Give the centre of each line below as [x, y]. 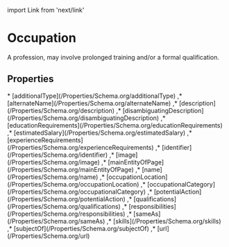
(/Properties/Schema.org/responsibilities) [66, 214]
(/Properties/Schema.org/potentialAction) [67, 199]
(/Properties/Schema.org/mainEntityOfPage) [70, 169]
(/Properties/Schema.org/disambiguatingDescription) [83, 118]
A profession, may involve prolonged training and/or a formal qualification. [113, 57]
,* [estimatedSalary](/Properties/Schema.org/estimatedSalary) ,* [100, 133]
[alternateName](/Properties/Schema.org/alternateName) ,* [93, 103]
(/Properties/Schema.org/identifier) [58, 155]
